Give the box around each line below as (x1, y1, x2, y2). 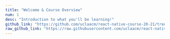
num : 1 (5, 12, 19, 17)
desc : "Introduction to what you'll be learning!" (5, 17, 114, 22)
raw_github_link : (5, 26, 42, 31)
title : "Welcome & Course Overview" (5, 7, 82, 13)
